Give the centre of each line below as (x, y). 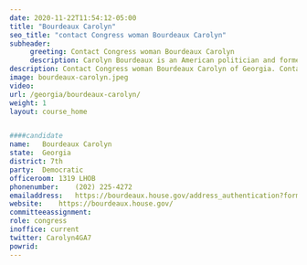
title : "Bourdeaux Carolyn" (63, 26)
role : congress (38, 221)
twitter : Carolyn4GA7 (51, 238)
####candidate (37, 136)
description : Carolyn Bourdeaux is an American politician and (153, 60)
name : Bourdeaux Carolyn (61, 144)
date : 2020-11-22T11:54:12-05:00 (73, 18)
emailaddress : (37, 196)
